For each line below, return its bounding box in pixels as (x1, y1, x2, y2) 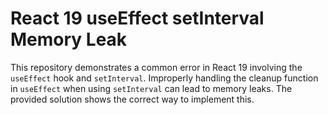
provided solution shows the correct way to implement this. (10, 93, 255, 105)
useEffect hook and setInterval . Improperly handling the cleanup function (10, 72, 319, 84)
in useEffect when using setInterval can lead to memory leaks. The (10, 82, 293, 94)
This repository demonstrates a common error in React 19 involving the (10, 61, 303, 73)
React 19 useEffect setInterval (10, 7, 265, 30)
